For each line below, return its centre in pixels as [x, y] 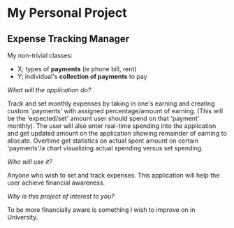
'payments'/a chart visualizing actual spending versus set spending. [105, 148]
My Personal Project [67, 13]
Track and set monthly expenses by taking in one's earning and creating [111, 104]
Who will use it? [30, 162]
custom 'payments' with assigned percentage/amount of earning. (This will [115, 111]
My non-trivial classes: [40, 55]
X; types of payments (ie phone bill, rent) [77, 69]
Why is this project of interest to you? [61, 196]
